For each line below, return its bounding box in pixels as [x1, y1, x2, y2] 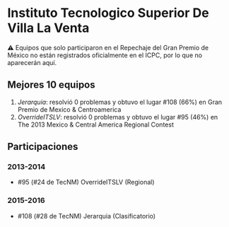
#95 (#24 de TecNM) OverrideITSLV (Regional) [17, 178, 155, 187]
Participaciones [7, 141, 78, 153]
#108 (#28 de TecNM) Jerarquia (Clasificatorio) [17, 211, 156, 220]
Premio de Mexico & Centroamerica [17, 105, 122, 114]
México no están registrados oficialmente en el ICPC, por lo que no [7, 51, 203, 59]
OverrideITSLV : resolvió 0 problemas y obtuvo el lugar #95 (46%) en [17, 112, 218, 121]
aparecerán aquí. [7, 58, 57, 66]
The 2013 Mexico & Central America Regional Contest [17, 120, 175, 129]
